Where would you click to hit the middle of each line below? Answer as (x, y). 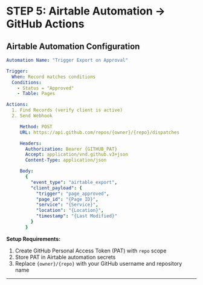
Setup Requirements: (34, 239)
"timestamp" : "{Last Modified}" (77, 216)
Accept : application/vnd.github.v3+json (77, 155)
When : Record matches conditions (54, 77)
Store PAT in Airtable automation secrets (65, 257)
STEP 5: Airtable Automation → (86, 11)
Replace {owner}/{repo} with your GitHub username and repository (98, 263)
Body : (27, 171)
